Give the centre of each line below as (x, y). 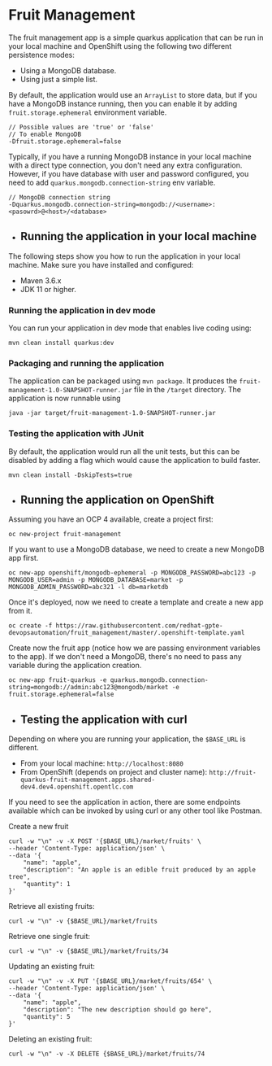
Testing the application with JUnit (76, 434)
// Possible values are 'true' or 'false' (81, 127)
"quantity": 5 (47, 1017)
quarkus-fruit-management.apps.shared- (88, 780)
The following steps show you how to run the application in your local (125, 256)
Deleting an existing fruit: (50, 1039)
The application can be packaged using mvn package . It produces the (123, 381)
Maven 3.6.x (41, 280)
